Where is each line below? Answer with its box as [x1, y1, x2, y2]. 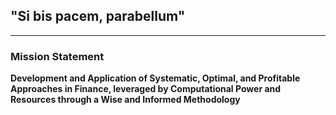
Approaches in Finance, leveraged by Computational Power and [10, 83, 282, 95]
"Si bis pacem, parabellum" [10, 8, 186, 25]
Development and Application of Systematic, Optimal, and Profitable [10, 72, 301, 84]
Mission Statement [10, 49, 105, 63]
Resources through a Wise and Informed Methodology [10, 94, 241, 106]
